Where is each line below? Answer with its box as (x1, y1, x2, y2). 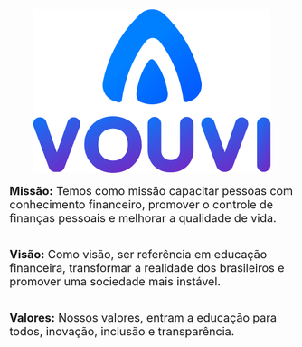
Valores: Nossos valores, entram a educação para (9, 311, 278, 325)
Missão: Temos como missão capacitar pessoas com (9, 184, 294, 198)
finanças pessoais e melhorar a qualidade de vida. (9, 211, 278, 226)
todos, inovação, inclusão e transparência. (9, 324, 235, 339)
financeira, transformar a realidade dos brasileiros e (9, 261, 285, 275)
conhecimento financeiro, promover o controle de (9, 198, 274, 212)
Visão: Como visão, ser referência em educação (9, 247, 268, 262)
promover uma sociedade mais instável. (9, 275, 222, 289)
